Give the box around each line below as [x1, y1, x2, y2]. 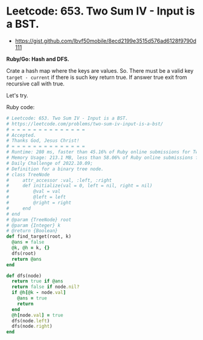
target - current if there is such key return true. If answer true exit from [6, 73, 187, 81]
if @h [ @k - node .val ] [11, 290, 66, 296]
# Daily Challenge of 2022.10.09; [6, 160, 94, 166]
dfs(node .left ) [11, 318, 50, 324]
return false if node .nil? [11, 284, 80, 290]
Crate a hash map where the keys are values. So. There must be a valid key [6, 67, 194, 74]
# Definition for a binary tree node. [6, 165, 104, 172]
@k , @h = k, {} [11, 245, 50, 251]
